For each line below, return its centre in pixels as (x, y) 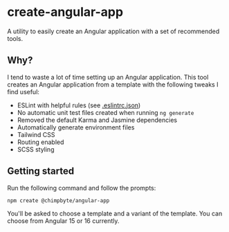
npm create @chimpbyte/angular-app (58, 200)
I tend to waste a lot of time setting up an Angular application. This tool (108, 77)
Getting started (41, 171)
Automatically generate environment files (76, 127)
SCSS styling (36, 149)
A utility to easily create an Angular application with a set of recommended (113, 31)
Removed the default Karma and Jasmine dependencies (97, 120)
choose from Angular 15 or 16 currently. (63, 221)
